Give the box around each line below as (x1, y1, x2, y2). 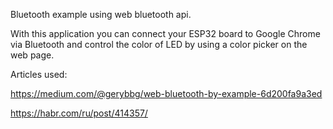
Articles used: (10, 69, 68, 80)
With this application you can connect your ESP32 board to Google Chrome (10, 28, 321, 39)
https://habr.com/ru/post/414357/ (10, 107, 148, 119)
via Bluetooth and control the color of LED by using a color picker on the (10, 39, 308, 50)
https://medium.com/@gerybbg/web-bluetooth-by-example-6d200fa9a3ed (10, 88, 323, 99)
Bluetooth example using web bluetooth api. (10, 9, 192, 20)
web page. (10, 49, 55, 61)
